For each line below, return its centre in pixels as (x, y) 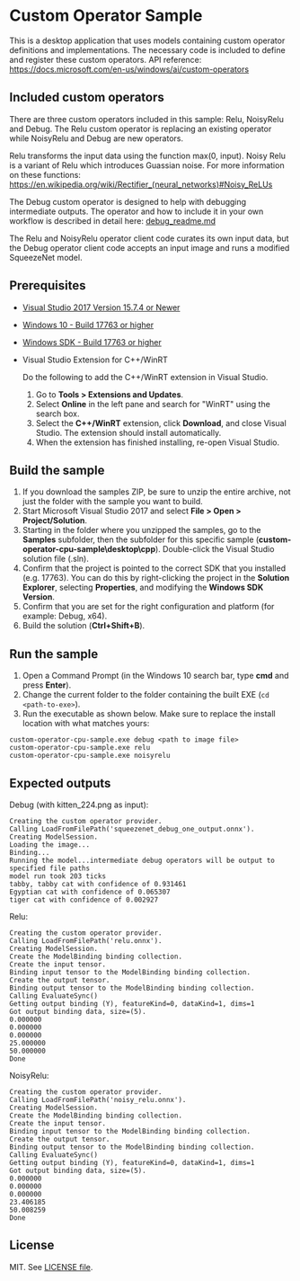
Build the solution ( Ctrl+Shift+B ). (84, 626)
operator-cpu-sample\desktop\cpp (88, 549)
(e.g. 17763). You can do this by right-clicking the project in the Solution (156, 578)
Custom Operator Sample (106, 16)
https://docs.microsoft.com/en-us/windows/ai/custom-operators (129, 69)
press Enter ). (47, 685)
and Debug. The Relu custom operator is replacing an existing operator (141, 129)
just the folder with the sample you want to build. (113, 502)
